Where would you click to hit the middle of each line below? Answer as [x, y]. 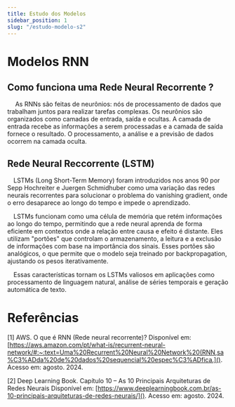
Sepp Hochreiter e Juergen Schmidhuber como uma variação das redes [111, 188]
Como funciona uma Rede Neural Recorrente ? [110, 87]
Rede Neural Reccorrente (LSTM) [81, 163]
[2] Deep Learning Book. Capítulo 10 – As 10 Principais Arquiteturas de [109, 381]
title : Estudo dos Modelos [47, 14]
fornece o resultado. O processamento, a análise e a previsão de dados [110, 134]
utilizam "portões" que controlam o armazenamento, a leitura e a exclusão [114, 239]
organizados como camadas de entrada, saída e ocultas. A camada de [109, 119]
